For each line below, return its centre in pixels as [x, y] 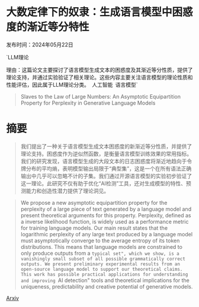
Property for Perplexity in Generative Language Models [88, 103]
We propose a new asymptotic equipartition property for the [94, 202]
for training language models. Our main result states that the [94, 228]
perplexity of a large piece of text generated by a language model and [106, 209]
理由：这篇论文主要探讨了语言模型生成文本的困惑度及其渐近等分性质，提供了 [99, 69]
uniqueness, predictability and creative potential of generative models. [107, 286]
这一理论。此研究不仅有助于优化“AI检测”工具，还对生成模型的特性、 [103, 183]
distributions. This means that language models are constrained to [101, 246]
